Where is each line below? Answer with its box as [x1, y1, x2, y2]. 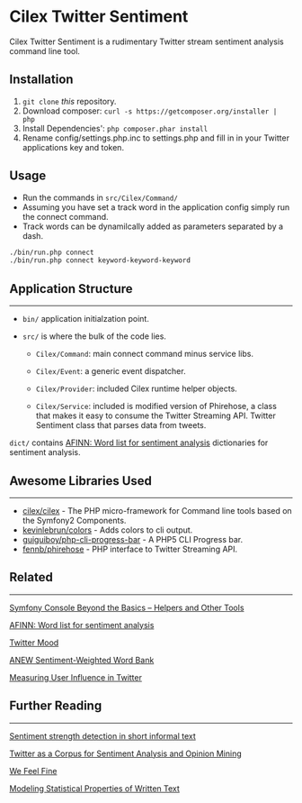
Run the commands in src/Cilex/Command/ [22, 192, 178, 203]
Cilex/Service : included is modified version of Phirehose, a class [35, 401, 277, 412]
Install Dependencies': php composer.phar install [22, 123, 209, 133]
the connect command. [22, 211, 110, 222]
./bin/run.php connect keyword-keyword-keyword [9, 256, 191, 265]
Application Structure [9, 281, 133, 297]
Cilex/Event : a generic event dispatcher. [35, 366, 186, 377]
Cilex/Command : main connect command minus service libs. [35, 349, 254, 360]
